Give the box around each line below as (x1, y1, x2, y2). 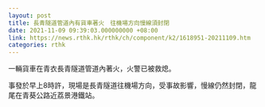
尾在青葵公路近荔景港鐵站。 (8, 90, 99, 100)
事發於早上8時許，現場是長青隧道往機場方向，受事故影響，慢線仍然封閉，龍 (8, 81, 257, 90)
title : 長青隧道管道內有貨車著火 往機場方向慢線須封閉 (8, 19, 170, 27)
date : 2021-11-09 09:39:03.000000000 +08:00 (8, 26, 158, 34)
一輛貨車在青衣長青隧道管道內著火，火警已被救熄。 (8, 64, 176, 74)
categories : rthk (8, 41, 66, 49)
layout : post (8, 11, 52, 20)
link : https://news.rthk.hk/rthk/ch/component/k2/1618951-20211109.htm (8, 33, 251, 42)
